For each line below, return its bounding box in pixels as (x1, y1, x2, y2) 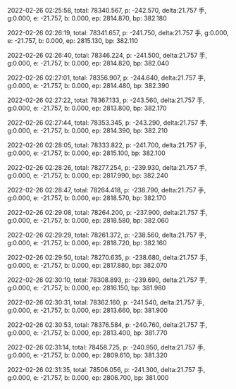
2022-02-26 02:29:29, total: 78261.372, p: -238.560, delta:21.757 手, (7, 231, 206, 239)
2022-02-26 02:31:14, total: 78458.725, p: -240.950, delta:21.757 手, (7, 343, 206, 351)
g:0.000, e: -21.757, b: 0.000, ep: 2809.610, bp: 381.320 (7, 351, 168, 359)
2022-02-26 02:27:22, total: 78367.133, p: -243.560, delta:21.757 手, (7, 96, 206, 104)
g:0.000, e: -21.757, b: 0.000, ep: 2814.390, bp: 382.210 (7, 126, 168, 135)
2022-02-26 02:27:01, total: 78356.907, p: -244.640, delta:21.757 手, (7, 73, 206, 82)
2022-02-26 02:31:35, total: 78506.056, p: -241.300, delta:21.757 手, (7, 366, 206, 373)
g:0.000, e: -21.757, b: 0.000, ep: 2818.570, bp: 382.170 (7, 194, 167, 202)
